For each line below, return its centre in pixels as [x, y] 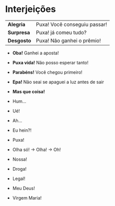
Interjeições [30, 9]
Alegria [17, 24]
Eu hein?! [22, 130]
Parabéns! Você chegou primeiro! [47, 72]
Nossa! [20, 159]
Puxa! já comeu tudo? [61, 32]
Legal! [19, 179]
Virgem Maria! [27, 198]
